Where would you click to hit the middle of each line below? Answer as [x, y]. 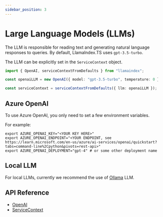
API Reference [27, 193]
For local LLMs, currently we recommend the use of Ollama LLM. [70, 177]
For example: [18, 125]
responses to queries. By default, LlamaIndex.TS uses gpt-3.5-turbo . [74, 52]
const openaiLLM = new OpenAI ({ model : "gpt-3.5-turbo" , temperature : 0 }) [83, 79]
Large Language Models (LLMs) [70, 33]
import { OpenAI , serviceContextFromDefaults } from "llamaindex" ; [75, 71]
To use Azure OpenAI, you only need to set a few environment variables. [77, 115]
